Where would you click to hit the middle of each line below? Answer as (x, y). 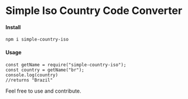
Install (13, 27)
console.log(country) (32, 75)
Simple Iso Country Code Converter (94, 11)
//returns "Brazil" (29, 80)
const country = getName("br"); (45, 70)
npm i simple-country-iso (37, 40)
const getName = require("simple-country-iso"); (66, 65)
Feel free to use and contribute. (43, 91)
